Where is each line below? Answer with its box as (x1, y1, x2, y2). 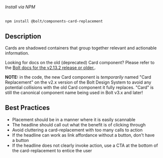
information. (5, 50, 30, 56)
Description (5, 32, 41, 40)
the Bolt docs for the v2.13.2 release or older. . (5, 65, 96, 70)
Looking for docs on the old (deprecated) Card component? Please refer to (5, 60, 155, 66)
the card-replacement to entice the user (12, 147, 92, 153)
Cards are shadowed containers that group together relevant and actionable (5, 45, 157, 51)
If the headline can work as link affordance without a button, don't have (12, 132, 155, 138)
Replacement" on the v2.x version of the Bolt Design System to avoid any (5, 79, 151, 85)
